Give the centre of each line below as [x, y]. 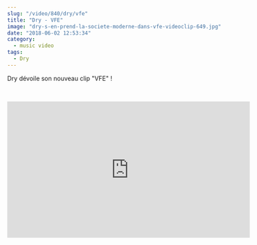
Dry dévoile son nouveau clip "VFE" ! [60, 78]
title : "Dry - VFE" [35, 20]
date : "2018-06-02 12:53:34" [49, 33]
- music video [34, 46]
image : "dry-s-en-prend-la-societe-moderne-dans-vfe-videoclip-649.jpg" [114, 26]
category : [21, 39]
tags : [15, 53]
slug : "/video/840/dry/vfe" [48, 13]
